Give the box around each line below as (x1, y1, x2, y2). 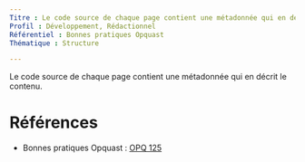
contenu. (9, 81, 43, 91)
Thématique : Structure (9, 38, 100, 48)
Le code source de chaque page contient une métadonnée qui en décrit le (9, 71, 288, 82)
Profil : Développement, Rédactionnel (9, 22, 156, 31)
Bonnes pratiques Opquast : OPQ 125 (22, 142, 162, 154)
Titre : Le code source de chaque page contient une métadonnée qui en (9, 13, 286, 23)
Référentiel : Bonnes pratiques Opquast (9, 30, 165, 39)
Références (9, 112, 98, 133)
